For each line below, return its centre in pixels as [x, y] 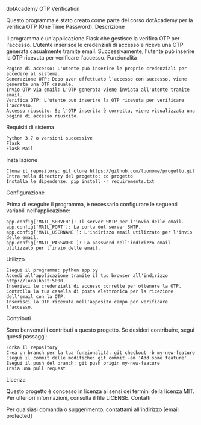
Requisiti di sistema [30, 127]
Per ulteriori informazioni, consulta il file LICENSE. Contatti [79, 398]
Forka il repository [32, 347]
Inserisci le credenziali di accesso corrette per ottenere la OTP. [94, 286]
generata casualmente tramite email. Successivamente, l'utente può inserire [100, 51]
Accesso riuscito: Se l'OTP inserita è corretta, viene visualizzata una [101, 111]
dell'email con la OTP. [36, 297]
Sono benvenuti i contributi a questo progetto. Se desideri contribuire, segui [100, 330]
